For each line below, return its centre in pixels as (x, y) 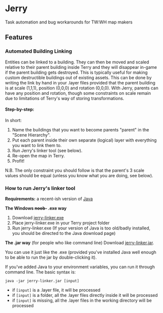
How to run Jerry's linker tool (40, 188)
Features (19, 37)
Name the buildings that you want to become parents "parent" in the (81, 129)
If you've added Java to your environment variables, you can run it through (80, 267)
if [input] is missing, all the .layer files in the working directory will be (82, 300)
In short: (13, 120)
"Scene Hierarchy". (31, 135)
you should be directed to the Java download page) (64, 233)
